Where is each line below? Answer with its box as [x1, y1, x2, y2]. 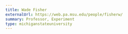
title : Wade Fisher [5, 7, 47, 12]
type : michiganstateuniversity [5, 21, 72, 26]
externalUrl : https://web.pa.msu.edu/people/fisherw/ [5, 12, 123, 17]
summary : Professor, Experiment [5, 16, 75, 21]
